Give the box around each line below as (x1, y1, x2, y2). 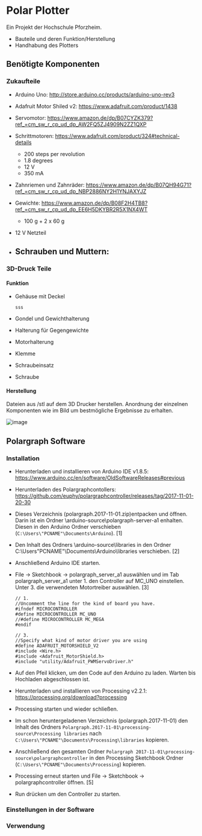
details (14, 139, 32, 146)
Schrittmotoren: (14, 132, 54, 139)
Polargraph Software (6, 436, 86, 446)
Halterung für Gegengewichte (14, 326, 89, 334)
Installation (6, 454, 40, 463)
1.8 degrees (23, 157, 53, 164)
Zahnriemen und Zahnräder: (14, 181, 85, 189)
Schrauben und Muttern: (14, 246, 109, 257)
